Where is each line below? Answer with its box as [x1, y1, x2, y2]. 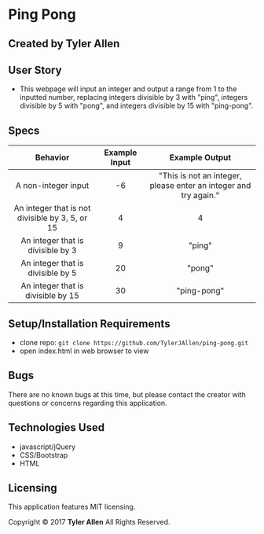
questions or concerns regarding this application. [8, 398, 167, 407]
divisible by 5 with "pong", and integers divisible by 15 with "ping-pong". [19, 101, 254, 111]
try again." [181, 190, 220, 201]
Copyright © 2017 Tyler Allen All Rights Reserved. [8, 517, 170, 527]
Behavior [35, 152, 70, 163]
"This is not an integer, [158, 171, 242, 182]
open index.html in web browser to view [19, 346, 149, 355]
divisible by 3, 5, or [16, 212, 88, 223]
